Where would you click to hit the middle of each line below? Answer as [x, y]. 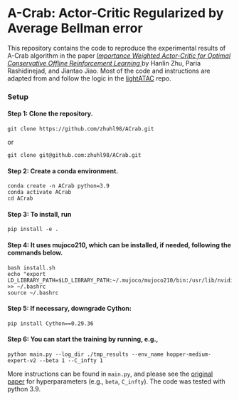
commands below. [35, 253]
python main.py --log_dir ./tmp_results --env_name [85, 354]
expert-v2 [22, 361]
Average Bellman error [75, 28]
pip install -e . [33, 230]
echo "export [27, 274]
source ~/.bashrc [33, 293]
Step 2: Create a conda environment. [63, 171]
